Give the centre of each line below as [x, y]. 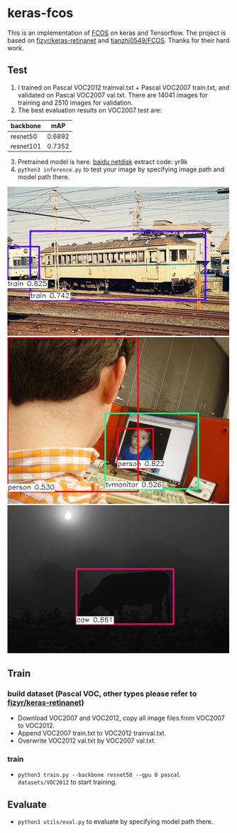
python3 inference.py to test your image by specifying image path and [121, 169]
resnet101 [26, 146]
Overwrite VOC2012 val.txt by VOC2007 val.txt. [87, 741]
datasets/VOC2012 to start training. [67, 782]
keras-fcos [40, 13]
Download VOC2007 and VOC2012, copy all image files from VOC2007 [121, 718]
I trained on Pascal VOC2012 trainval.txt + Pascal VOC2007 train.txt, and [123, 87]
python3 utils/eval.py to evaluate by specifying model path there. [115, 822]
